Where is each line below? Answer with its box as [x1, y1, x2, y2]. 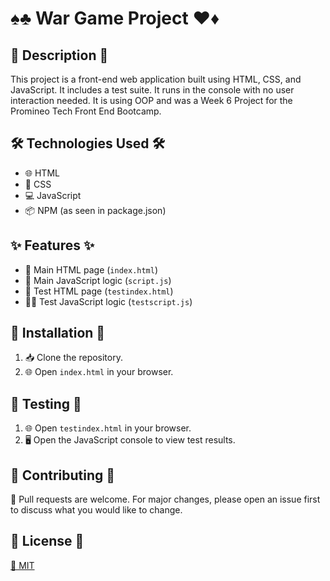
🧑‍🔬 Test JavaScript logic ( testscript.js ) [24, 295, 193, 307]
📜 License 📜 [10, 533, 85, 550]
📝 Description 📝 [10, 47, 109, 64]
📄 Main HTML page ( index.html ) [24, 263, 159, 276]
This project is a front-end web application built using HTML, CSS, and [10, 73, 302, 85]
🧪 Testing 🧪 [10, 395, 82, 412]
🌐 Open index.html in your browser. [24, 366, 174, 378]
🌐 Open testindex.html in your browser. [24, 422, 192, 434]
